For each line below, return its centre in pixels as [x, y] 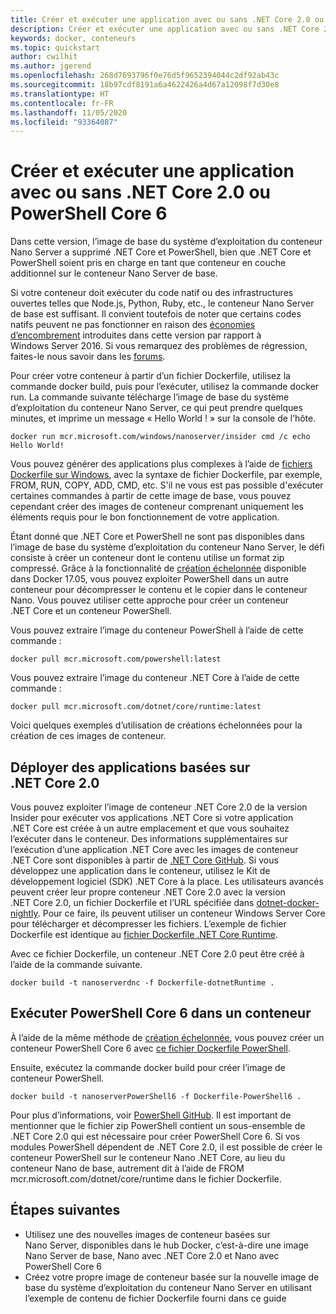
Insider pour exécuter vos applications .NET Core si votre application [152, 817]
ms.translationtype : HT [60, 94]
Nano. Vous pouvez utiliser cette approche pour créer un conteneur [150, 600]
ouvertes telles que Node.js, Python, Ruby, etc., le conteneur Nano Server [162, 303]
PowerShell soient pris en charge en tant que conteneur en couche [148, 263]
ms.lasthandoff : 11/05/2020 [69, 112]
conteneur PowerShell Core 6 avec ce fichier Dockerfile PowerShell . [150, 1048]
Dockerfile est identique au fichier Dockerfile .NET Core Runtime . [144, 934]
